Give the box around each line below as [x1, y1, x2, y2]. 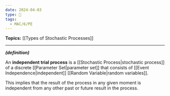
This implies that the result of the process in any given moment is [5, 80, 141, 86]
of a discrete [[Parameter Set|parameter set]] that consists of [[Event [5, 65, 149, 71]
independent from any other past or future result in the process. [5, 85, 139, 91]
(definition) [5, 50, 29, 56]
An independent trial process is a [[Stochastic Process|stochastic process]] [5, 59, 165, 65]
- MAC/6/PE [10, 21, 33, 27]
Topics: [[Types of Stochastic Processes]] [5, 35, 94, 41]
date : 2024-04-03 [5, 7, 42, 13]
